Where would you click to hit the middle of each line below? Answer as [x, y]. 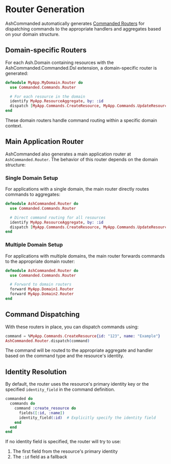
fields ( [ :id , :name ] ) [42, 413]
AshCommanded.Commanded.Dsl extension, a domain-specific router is [81, 68]
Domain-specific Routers [46, 50]
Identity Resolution [36, 372]
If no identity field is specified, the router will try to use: [63, 442]
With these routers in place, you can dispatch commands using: [72, 327]
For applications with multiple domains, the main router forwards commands [85, 256]
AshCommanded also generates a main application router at [68, 154]
